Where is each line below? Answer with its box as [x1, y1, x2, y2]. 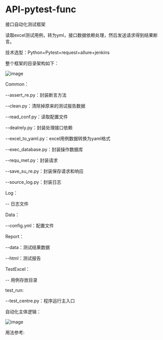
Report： [5, 233, 24, 239]
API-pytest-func [5, 4, 76, 15]
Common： [5, 81, 29, 87]
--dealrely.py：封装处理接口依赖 [5, 124, 73, 131]
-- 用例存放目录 [5, 277, 38, 283]
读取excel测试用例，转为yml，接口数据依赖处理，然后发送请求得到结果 [5, 32, 154, 38]
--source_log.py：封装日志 [5, 179, 62, 185]
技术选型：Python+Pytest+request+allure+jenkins [5, 49, 110, 55]
